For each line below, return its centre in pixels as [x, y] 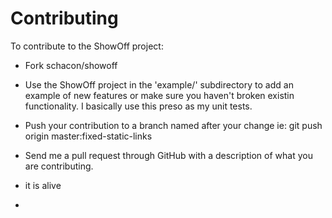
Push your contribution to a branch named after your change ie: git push [173, 125]
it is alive [43, 185]
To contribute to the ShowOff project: [87, 46]
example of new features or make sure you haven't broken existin [159, 95]
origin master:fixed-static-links [88, 136]
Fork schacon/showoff [71, 65]
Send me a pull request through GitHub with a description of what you [168, 155]
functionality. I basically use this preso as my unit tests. [138, 106]
